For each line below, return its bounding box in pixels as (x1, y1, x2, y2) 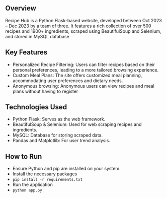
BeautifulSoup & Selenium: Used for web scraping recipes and (12, 121, 142, 127)
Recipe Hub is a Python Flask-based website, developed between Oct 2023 (5, 17, 162, 23)
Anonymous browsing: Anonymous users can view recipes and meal (12, 83, 154, 89)
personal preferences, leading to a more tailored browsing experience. (12, 67, 159, 73)
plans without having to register (12, 88, 78, 94)
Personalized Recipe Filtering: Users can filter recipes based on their (12, 61, 155, 68)
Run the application (12, 181, 53, 188)
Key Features (5, 48, 48, 57)
